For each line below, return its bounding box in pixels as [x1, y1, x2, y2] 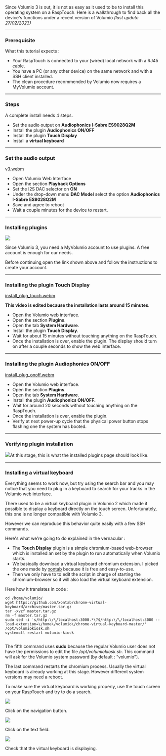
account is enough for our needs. [5, 250, 73, 256]
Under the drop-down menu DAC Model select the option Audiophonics [12, 191, 160, 197]
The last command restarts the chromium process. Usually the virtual [5, 663, 146, 669]
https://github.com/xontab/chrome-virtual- [16, 600, 107, 605]
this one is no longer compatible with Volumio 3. [5, 511, 103, 517]
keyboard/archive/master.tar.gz [5, 605, 72, 610]
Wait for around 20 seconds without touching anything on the [12, 402, 137, 408]
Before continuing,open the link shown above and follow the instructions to [5, 259, 158, 265]
